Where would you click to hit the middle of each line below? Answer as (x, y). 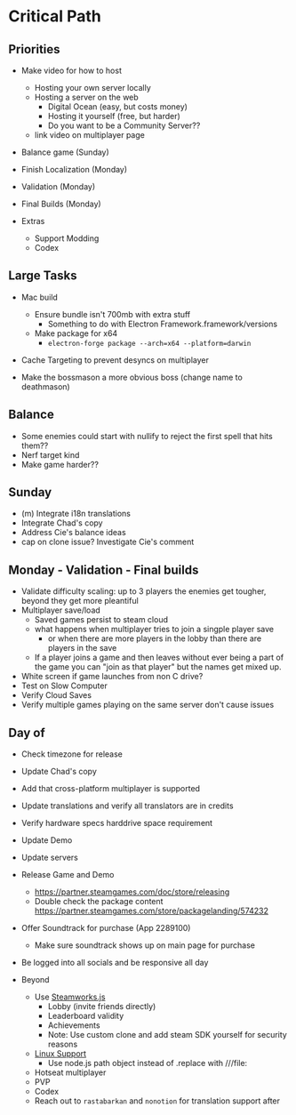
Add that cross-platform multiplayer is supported (111, 789)
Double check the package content (99, 902)
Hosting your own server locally (93, 88)
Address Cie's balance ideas (73, 533)
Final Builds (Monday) (61, 204)
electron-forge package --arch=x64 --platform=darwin (149, 343)
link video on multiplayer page (90, 135)
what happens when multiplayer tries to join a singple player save (154, 630)
